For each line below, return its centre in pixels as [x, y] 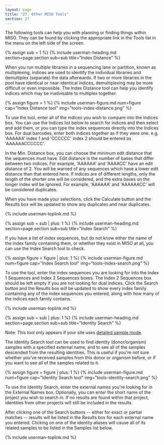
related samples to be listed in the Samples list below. [59, 428]
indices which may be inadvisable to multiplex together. [61, 93]
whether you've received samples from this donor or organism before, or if [80, 358]
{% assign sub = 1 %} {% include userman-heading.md [61, 52]
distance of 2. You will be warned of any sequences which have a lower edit [82, 169]
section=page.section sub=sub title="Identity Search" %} [63, 323]
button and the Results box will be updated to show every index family [76, 288]
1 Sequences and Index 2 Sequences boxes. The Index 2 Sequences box [78, 278]
